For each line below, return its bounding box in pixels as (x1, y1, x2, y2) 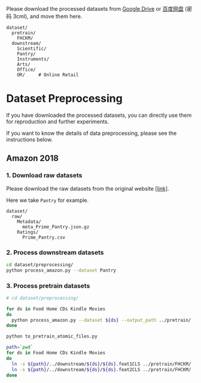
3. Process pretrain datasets (6, 281, 90, 289)
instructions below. (6, 135, 53, 143)
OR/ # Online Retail (17, 72, 79, 78)
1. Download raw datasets (6, 171, 83, 180)
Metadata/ (17, 218, 42, 225)
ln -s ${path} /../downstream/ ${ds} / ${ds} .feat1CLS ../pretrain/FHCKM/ (11, 361, 191, 367)
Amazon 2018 (6, 153, 59, 164)
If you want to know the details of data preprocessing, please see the (6, 129, 177, 137)
